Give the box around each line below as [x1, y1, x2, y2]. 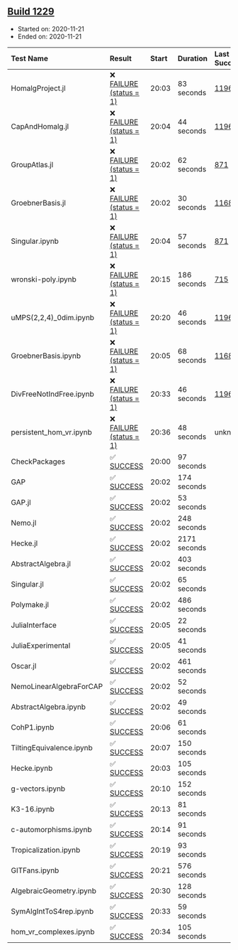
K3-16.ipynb [11, 804, 55, 813]
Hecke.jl [11, 538, 38, 548]
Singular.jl [11, 579, 44, 589]
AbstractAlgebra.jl [11, 558, 71, 568]
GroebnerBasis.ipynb [11, 351, 81, 361]
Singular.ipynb [11, 236, 59, 246]
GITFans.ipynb [11, 865, 59, 875]
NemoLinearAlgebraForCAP [11, 681, 103, 691]
